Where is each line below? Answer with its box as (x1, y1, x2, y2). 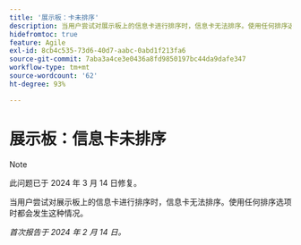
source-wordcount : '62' (9, 72, 99, 80)
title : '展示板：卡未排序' (9, 13, 99, 22)
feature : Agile (9, 38, 66, 47)
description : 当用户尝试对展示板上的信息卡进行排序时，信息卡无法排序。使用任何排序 (9, 21, 288, 30)
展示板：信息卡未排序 (9, 129, 168, 148)
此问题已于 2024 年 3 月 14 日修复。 (9, 177, 142, 188)
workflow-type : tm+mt (9, 63, 90, 72)
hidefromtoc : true (9, 30, 78, 38)
